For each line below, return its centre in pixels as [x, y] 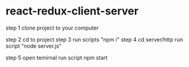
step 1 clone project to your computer [52, 28]
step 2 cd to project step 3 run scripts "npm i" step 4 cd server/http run [94, 39]
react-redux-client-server [72, 11]
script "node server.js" [34, 46]
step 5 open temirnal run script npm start [57, 57]
